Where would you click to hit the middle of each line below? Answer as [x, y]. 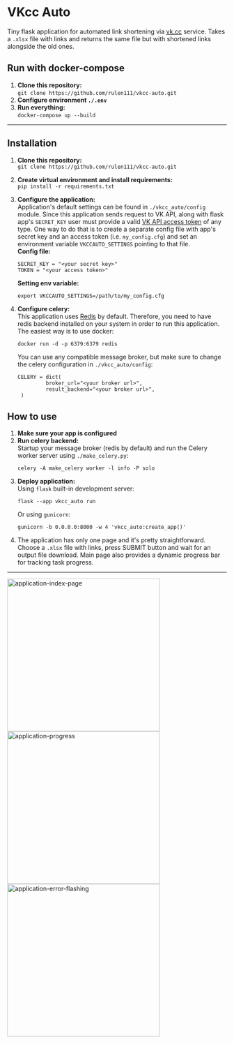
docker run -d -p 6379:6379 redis [67, 344]
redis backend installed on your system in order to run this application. [118, 323]
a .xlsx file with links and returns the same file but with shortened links [109, 38]
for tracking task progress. [55, 562]
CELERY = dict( [39, 377]
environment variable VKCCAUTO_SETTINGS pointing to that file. [103, 244]
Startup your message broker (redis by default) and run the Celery [112, 448]
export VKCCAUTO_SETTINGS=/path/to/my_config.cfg [91, 296]
